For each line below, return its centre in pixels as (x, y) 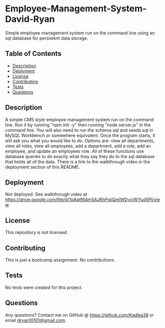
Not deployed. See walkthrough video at (46, 194)
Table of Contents (33, 54)
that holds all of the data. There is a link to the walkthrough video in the (78, 162)
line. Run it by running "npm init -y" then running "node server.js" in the (78, 125)
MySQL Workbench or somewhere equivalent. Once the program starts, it (80, 135)
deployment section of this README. (43, 167)
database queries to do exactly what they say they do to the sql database (80, 156)
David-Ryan (30, 19)
